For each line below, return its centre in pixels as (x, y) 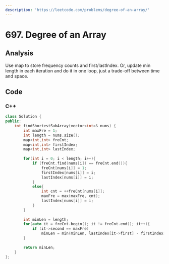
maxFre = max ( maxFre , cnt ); (71, 196)
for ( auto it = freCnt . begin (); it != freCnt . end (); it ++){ (87, 224)
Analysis (19, 53)
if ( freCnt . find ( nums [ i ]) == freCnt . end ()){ (80, 163)
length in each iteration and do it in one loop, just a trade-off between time (82, 70)
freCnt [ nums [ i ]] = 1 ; (64, 168)
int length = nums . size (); (52, 135)
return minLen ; (39, 247)
